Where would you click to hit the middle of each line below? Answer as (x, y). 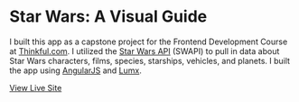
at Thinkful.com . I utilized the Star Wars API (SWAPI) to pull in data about (145, 51)
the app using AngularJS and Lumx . (76, 70)
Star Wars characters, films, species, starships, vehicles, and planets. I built (150, 60)
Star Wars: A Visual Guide (108, 17)
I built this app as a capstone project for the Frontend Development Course (149, 42)
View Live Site (36, 88)
